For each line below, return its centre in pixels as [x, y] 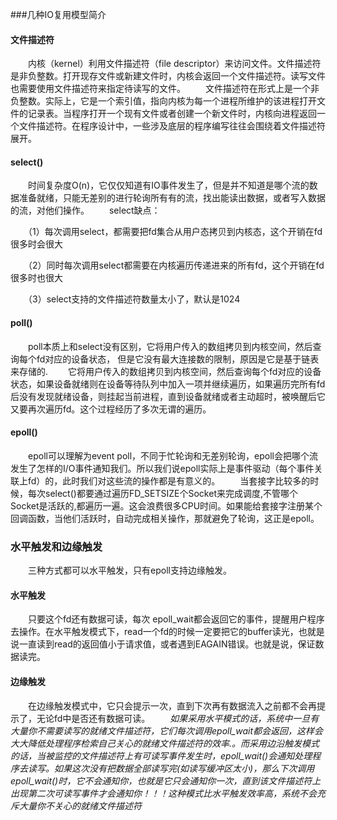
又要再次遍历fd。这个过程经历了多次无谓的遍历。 [111, 409]
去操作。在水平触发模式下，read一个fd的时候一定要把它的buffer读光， [154, 632]
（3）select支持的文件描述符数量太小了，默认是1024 [134, 299]
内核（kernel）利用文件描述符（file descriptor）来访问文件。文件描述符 [174, 64]
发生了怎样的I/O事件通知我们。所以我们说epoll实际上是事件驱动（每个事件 [162, 468]
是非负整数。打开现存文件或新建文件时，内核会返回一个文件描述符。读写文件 [168, 76]
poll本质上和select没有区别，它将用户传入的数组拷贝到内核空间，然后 [170, 346]
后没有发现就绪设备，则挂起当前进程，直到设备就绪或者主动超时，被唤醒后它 [168, 396]
